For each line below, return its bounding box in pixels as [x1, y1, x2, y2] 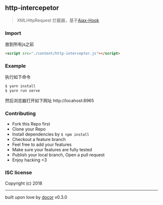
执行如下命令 [5, 74, 31, 80]
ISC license [5, 169, 33, 176]
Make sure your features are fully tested [12, 147, 92, 153]
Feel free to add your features [12, 142, 72, 147]
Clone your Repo [12, 126, 46, 132]
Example [5, 63, 26, 69]
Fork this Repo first [12, 121, 50, 127]
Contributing [5, 110, 36, 117]
